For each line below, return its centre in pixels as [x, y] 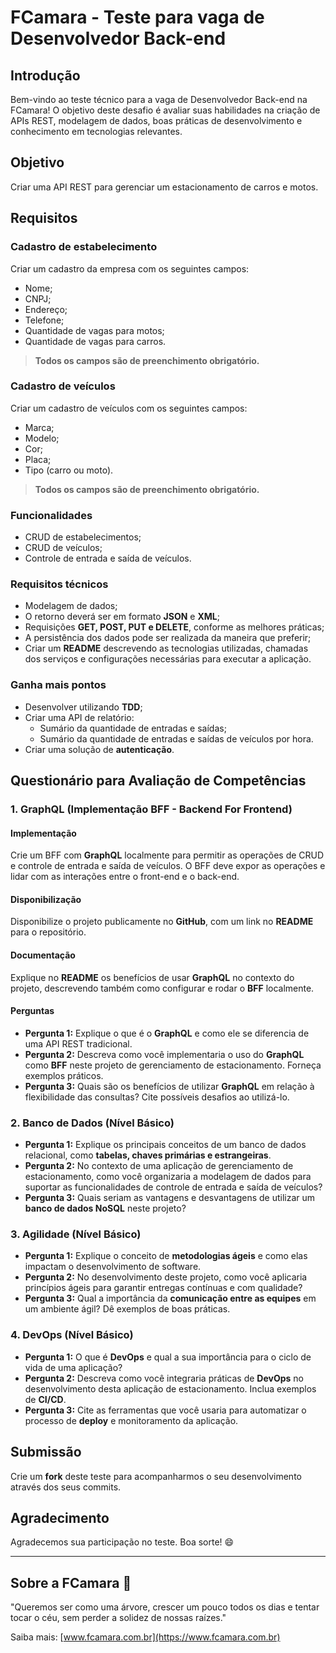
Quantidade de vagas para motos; [94, 330]
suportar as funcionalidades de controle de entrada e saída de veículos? [173, 1187]
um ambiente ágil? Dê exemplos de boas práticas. [127, 1309]
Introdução [45, 75]
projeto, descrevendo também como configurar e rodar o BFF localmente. [162, 988]
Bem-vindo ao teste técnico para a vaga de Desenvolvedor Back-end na [159, 99]
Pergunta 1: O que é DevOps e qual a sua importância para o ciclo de [168, 1357]
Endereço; [46, 309]
